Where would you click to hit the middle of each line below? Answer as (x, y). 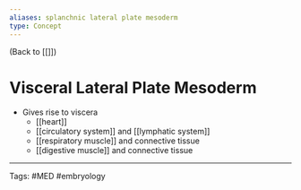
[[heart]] (51, 122)
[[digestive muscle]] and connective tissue (114, 151)
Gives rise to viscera (60, 112)
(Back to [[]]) (33, 51)
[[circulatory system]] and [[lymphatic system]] (123, 132)
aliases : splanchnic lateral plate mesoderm (94, 17)
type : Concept (36, 26)
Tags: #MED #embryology (57, 177)
